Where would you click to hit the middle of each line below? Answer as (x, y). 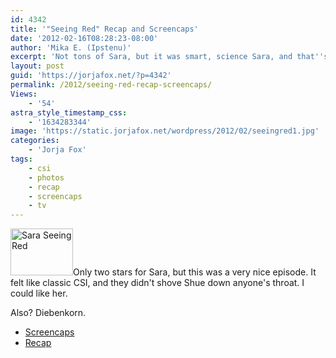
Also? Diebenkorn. (48, 313)
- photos (46, 177)
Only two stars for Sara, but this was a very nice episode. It (195, 272)
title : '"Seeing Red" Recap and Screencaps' (104, 29)
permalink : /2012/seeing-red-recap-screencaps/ (111, 85)
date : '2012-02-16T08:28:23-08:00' (84, 38)
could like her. (39, 293)
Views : (24, 94)
